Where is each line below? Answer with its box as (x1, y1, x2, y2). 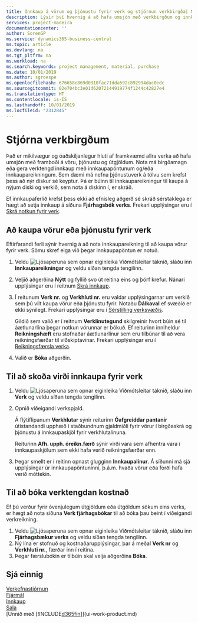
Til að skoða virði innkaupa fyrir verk (6, 371, 143, 381)
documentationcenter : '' (6, 25, 67, 31)
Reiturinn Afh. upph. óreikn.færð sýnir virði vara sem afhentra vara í (14, 440, 181, 447)
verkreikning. (6, 516, 38, 523)
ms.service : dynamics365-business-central (6, 36, 112, 42)
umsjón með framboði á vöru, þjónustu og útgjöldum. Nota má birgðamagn (6, 159, 187, 166)
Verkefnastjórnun (6, 585, 48, 592)
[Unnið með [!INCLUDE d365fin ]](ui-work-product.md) (6, 610, 137, 617)
